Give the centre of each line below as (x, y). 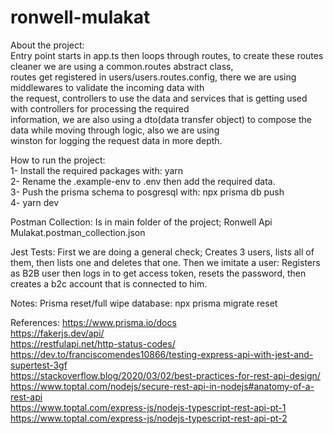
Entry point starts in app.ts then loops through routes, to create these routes (167, 55)
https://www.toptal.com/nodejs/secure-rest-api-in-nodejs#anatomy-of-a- (162, 386)
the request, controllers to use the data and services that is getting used (159, 98)
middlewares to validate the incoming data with (107, 87)
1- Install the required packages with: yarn (97, 170)
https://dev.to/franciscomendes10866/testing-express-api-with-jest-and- (162, 354)
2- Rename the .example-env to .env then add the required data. (143, 181)
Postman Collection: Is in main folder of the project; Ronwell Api (141, 222)
